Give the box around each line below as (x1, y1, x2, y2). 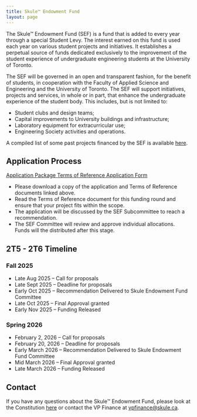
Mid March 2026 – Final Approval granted (14, 359, 116, 366)
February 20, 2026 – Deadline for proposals (14, 340, 120, 347)
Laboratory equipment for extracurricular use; (14, 122, 126, 129)
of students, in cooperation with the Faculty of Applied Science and (6, 79, 169, 86)
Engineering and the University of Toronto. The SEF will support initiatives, (6, 85, 186, 92)
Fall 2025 (6, 261, 33, 270)
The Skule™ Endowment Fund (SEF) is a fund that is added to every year (6, 30, 180, 37)
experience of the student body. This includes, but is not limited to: (6, 97, 168, 105)
